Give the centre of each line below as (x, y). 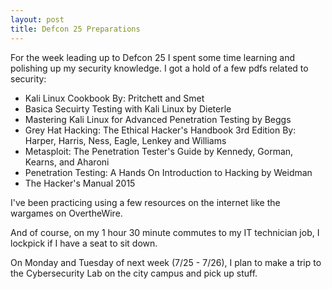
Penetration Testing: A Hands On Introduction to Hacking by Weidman (168, 172)
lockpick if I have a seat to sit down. (84, 243)
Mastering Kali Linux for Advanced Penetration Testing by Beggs (158, 119)
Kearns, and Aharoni (67, 162)
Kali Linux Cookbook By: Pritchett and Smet (114, 98)
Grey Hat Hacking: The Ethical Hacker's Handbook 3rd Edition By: (160, 130)
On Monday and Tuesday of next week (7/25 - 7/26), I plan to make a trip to (166, 262)
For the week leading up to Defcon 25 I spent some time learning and (153, 57)
